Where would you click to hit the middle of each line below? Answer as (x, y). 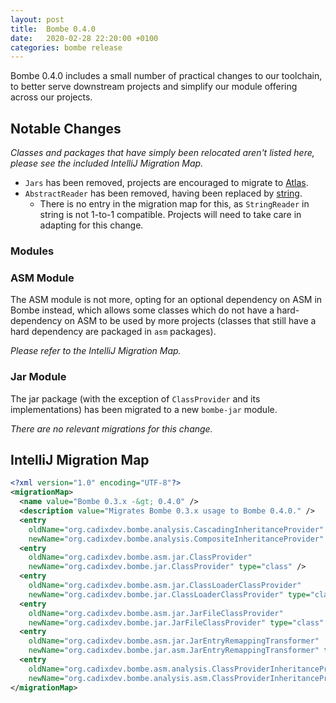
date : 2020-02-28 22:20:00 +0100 (84, 38)
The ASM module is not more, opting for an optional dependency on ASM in (166, 300)
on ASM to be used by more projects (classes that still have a (190, 321)
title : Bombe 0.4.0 (53, 29)
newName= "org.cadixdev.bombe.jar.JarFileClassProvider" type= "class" (176, 622)
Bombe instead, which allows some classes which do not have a (142, 310)
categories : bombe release (66, 47)
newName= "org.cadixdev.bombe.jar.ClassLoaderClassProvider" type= (169, 594)
